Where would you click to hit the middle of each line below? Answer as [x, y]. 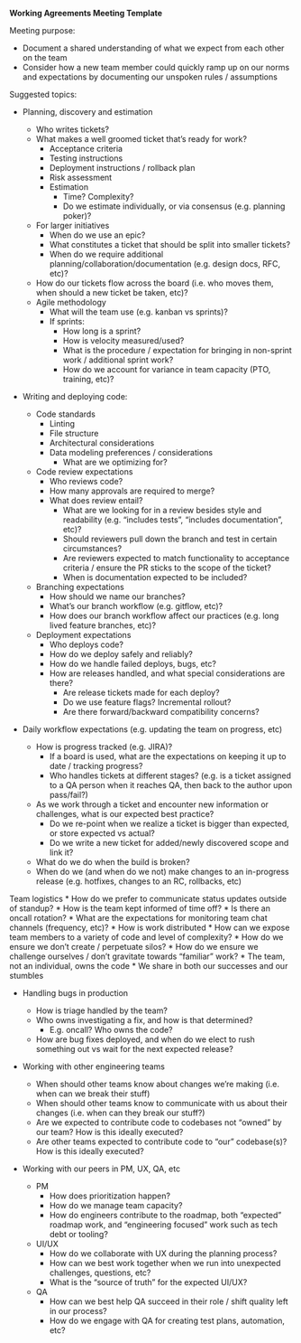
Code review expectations [84, 472]
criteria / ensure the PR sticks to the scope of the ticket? [167, 568]
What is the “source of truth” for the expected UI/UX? [148, 1282]
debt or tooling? [78, 1234]
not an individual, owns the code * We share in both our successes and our [149, 966]
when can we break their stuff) [93, 1094]
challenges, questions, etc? [100, 1273]
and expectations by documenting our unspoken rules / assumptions [150, 77]
